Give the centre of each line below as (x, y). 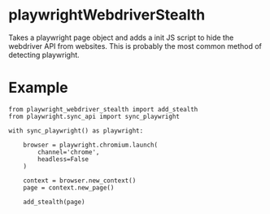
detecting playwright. (44, 55)
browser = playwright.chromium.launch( (91, 145)
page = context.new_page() (69, 188)
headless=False (63, 159)
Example (38, 88)
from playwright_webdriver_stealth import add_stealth (103, 109)
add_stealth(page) (54, 202)
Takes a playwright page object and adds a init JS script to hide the (121, 37)
